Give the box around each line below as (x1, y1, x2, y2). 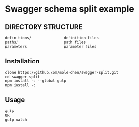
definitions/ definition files (5, 35, 99, 40)
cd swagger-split (5, 74, 40, 79)
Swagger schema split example (5, 3, 135, 15)
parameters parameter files (5, 44, 97, 49)
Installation (5, 57, 40, 65)
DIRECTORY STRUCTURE (5, 23, 83, 31)
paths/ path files (5, 40, 86, 45)
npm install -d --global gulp (5, 79, 67, 83)
